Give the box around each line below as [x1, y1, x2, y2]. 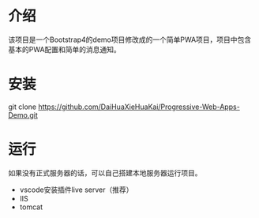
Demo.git [8, 110, 38, 119]
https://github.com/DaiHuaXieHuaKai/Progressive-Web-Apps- [38, 102, 241, 111]
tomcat [19, 202, 43, 212]
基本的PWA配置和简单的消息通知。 [8, 44, 121, 54]
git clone [8, 102, 37, 111]
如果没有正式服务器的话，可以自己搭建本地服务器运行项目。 [8, 167, 202, 178]
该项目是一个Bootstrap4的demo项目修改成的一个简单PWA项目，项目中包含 [8, 35, 252, 44]
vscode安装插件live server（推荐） [19, 185, 133, 194]
